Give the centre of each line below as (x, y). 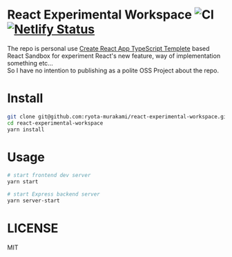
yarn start (23, 182)
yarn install (26, 130)
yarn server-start (33, 201)
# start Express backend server (54, 194)
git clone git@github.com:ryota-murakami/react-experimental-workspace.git (118, 116)
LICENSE (33, 228)
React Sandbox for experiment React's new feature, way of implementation (114, 56)
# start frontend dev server (49, 176)
